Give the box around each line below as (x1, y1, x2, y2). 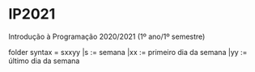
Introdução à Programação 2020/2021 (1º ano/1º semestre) (8, 32, 206, 41)
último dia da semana (8, 56, 80, 66)
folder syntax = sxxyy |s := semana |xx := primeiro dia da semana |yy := (8, 47, 248, 57)
